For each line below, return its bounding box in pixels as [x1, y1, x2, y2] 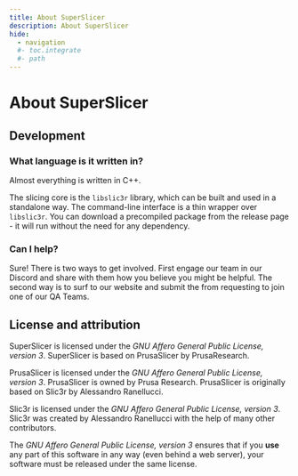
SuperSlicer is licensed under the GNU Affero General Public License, [9, 340, 264, 351]
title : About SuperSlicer [9, 12, 105, 22]
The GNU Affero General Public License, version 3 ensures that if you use [9, 440, 280, 450]
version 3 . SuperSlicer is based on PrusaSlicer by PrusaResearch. [9, 350, 250, 360]
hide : [9, 29, 29, 38]
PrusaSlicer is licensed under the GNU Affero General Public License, [9, 367, 263, 378]
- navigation [17, 37, 66, 47]
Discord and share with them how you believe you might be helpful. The [9, 272, 273, 283]
